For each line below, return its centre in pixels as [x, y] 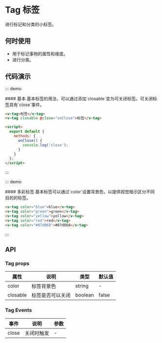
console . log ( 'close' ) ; [45, 145]
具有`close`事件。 [27, 104]
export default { [27, 131]
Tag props [17, 263]
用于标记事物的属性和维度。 [40, 53]
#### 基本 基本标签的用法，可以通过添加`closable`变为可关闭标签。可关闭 [79, 98]
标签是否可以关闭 [51, 295]
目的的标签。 [18, 198]
